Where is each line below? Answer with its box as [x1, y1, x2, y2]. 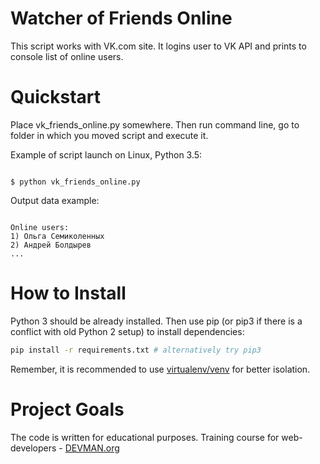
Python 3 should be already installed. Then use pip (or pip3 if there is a [10, 315, 303, 327]
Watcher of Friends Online [10, 7, 233, 30]
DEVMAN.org [64, 442, 120, 454]
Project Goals [10, 398, 125, 421]
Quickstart [10, 86, 102, 109]
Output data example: [10, 194, 100, 206]
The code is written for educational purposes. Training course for [10, 431, 280, 443]
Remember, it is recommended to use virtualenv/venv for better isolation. [10, 363, 311, 375]
